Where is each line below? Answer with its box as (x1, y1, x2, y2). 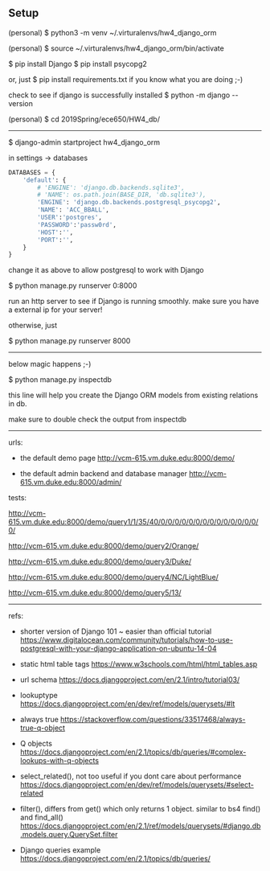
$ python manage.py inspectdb (8, 375, 112, 384)
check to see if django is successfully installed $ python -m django (8, 90, 231, 100)
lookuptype (19, 691, 58, 700)
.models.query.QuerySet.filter (19, 830, 118, 840)
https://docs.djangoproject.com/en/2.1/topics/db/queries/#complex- (19, 747, 247, 757)
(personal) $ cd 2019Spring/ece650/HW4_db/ (8, 114, 161, 124)
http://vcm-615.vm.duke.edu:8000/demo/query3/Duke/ (8, 557, 192, 566)
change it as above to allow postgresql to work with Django (8, 265, 205, 275)
